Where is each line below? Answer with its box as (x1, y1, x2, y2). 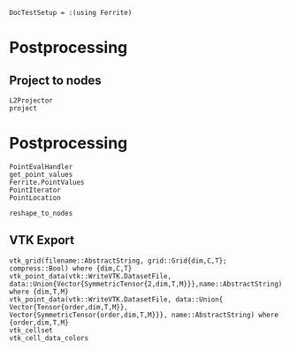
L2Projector (9, 96, 53, 105)
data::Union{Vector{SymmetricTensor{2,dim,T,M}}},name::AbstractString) (9, 279, 283, 288)
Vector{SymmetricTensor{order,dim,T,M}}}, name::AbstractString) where (9, 310, 279, 319)
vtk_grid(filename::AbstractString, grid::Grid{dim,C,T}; (9, 256, 227, 265)
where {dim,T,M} (9, 287, 69, 296)
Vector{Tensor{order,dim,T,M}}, (9, 302, 128, 311)
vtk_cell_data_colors (9, 333, 89, 342)
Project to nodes (9, 72, 102, 88)
